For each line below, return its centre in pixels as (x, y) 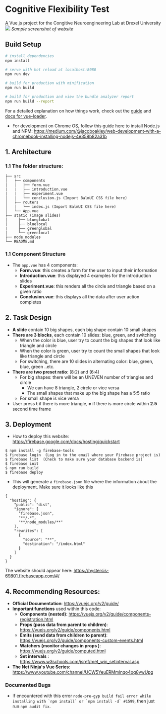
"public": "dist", (33, 505)
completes (30, 302)
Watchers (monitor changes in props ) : (60, 646)
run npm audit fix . (31, 707)
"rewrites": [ (28, 531)
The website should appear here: (39, 571)
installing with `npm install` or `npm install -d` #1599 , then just (83, 701)
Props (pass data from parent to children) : (64, 625)
